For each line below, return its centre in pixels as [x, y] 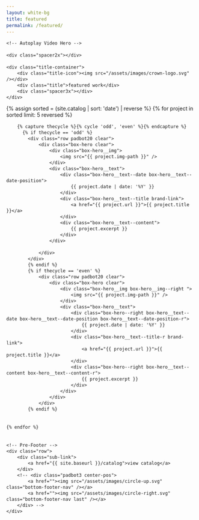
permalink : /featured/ [35, 25]
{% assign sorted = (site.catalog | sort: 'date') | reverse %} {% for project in [100, 109]
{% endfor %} [23, 427]
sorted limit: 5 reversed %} [39, 115]
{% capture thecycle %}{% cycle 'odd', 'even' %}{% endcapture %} [102, 127]
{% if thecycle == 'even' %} [64, 271]
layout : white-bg [28, 13]
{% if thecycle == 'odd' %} [57, 133]
